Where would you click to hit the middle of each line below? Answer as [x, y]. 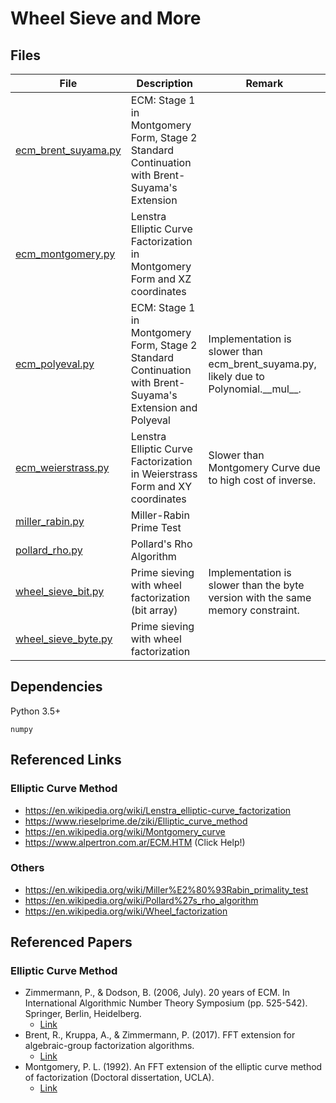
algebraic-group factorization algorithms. [109, 1046]
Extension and [164, 407]
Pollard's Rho [161, 544]
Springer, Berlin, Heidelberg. [83, 1014]
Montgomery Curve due [264, 467]
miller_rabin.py [50, 521]
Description [164, 83]
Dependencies [56, 687]
